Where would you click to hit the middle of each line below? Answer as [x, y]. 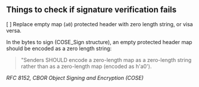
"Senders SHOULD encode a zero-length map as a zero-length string [106, 60]
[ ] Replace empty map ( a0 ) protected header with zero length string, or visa [99, 24]
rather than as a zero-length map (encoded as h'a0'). [86, 66]
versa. [14, 30]
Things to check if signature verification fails [91, 10]
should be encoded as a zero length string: [59, 48]
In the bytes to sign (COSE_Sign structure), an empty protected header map [99, 42]
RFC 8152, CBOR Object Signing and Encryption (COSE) [75, 77]
